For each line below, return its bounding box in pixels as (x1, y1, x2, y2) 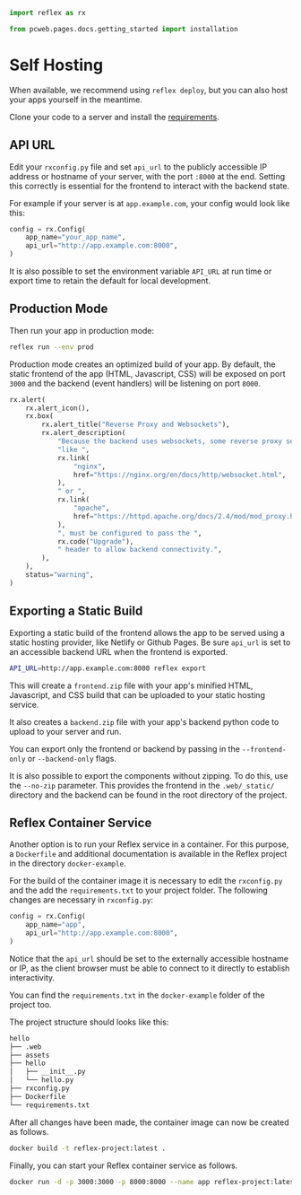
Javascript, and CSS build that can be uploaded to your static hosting (9, 689, 266, 700)
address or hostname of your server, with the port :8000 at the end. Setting (9, 170, 286, 181)
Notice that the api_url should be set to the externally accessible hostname (9, 953, 289, 964)
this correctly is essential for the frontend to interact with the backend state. (9, 180, 290, 191)
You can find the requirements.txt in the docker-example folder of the (9, 990, 265, 1000)
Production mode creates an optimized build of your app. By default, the (9, 359, 276, 370)
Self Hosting (9, 55, 104, 75)
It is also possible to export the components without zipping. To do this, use (9, 770, 288, 781)
